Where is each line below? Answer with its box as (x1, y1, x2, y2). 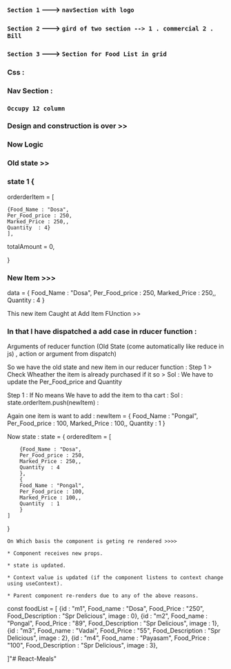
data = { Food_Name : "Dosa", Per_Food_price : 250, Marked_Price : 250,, (7, 288, 217, 296)
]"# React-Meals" (7, 654, 57, 663)
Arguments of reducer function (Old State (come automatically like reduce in (7, 342, 224, 350)
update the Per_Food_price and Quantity (7, 378, 122, 386)
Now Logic (7, 140, 43, 149)
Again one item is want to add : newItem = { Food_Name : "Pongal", (7, 412, 199, 420)
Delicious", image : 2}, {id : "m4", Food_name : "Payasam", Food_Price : (7, 634, 210, 642)
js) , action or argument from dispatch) (7, 350, 117, 358)
